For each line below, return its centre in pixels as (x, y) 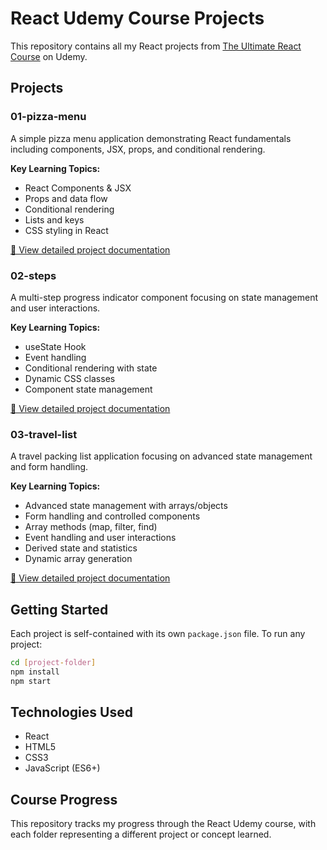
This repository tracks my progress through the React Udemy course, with (163, 824)
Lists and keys (54, 219)
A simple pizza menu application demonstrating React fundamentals (151, 138)
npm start (31, 681)
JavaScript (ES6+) (62, 768)
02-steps (33, 275)
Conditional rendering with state (91, 368)
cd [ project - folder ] (53, 663)
